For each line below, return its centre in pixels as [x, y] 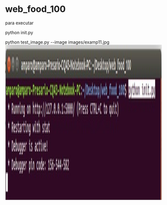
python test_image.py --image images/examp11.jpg [57, 42]
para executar [19, 23]
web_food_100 [36, 9]
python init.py [19, 32]
